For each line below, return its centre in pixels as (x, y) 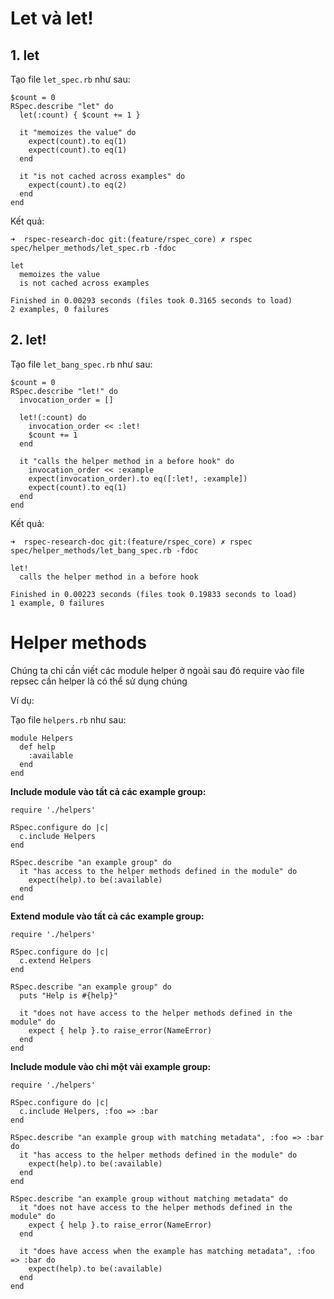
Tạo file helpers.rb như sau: (68, 719)
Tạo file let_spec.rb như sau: (70, 79)
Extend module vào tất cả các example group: (107, 916)
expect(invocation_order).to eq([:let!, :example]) (138, 478)
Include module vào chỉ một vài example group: (111, 1066)
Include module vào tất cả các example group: (108, 791)
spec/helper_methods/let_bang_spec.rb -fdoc (104, 550)
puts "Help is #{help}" (68, 995)
